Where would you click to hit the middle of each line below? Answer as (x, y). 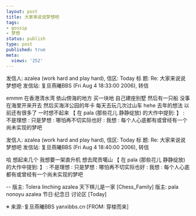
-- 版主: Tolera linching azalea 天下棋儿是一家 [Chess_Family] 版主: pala (92, 187)
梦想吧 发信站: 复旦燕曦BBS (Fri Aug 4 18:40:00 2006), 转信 (78, 147)
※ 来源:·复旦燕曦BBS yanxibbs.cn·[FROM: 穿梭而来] (67, 207)
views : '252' (27, 60)
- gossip (17, 28)
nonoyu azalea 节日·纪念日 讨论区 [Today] (56, 194)
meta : (13, 55)
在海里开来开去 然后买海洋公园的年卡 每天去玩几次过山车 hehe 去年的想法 (94, 105)
